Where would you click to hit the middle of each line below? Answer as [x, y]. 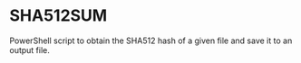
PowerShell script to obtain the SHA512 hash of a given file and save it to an [151, 40]
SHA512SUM [58, 16]
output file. [29, 49]
